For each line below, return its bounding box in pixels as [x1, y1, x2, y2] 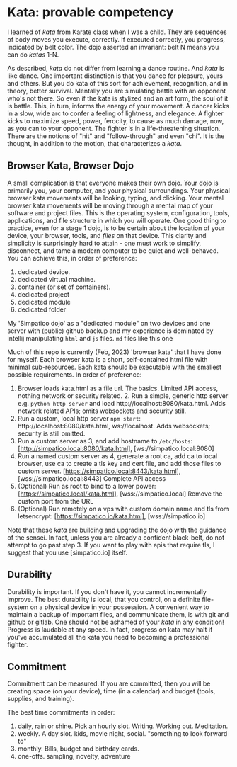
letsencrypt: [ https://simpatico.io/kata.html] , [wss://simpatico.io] [17, 511, 206, 521]
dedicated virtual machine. [17, 275, 96, 283]
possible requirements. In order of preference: [7, 370, 142, 379]
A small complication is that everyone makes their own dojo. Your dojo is [7, 178, 219, 187]
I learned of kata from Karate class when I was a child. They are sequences [7, 28, 228, 36]
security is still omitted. [17, 429, 86, 438]
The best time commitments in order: [7, 708, 115, 717]
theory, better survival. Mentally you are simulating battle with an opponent [7, 86, 226, 95]
